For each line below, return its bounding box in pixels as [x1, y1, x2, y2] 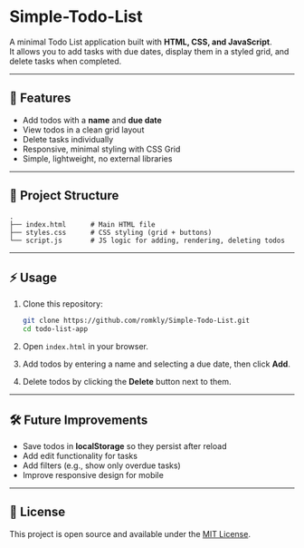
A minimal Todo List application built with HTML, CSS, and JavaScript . [9, 36, 273, 47]
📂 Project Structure [9, 188, 119, 203]
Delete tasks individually [22, 133, 114, 144]
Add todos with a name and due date [22, 114, 163, 125]
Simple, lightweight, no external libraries [22, 152, 173, 164]
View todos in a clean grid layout [22, 124, 145, 135]
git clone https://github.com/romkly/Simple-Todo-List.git [22, 316, 251, 326]
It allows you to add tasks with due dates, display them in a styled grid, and [9, 45, 290, 56]
